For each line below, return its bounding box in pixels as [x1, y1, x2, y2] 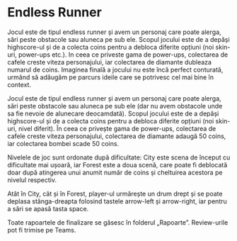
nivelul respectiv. [7, 175, 57, 184]
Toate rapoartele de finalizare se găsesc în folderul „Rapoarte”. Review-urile [7, 218, 229, 227]
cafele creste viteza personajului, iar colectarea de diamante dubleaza [7, 57, 212, 66]
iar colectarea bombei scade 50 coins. [7, 139, 119, 147]
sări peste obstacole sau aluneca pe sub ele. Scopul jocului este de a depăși [7, 35, 230, 43]
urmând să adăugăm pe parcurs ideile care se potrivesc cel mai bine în [7, 72, 214, 82]
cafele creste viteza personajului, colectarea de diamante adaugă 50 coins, [7, 132, 226, 140]
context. [7, 80, 32, 89]
